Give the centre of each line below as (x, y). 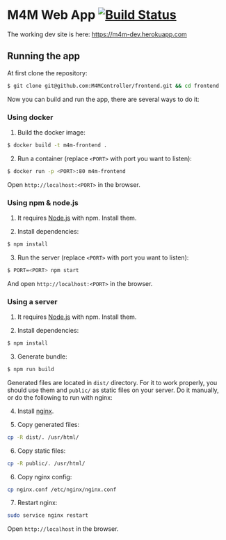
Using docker (30, 117)
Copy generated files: (48, 424)
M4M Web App (51, 15)
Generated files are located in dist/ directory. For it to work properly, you (112, 382)
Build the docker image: (51, 132)
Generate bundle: (42, 357)
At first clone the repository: (47, 73)
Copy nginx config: (45, 477)
